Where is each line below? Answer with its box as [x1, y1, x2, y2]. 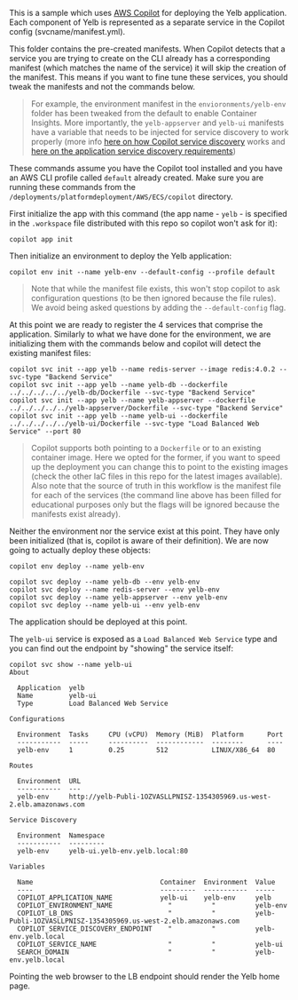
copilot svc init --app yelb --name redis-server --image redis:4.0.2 [9, 365, 276, 374]
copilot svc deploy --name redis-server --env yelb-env [9, 585, 220, 594]
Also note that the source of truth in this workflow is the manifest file [30, 480, 282, 491]
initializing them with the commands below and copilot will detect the [9, 338, 262, 349]
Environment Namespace [17, 831, 105, 840]
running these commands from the [9, 182, 136, 192]
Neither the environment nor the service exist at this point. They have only [9, 526, 280, 536]
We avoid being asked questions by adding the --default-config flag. [30, 302, 286, 313]
